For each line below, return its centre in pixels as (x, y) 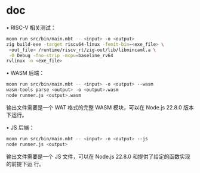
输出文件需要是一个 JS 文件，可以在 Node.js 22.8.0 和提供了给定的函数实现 (98, 156)
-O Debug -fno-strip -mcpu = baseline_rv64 (61, 55)
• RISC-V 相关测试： (31, 27)
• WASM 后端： (25, 73)
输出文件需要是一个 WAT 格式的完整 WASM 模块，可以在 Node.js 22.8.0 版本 (100, 107)
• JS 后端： (20, 127)
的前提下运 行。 (25, 163)
